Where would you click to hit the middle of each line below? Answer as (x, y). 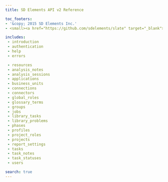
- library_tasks (24, 116)
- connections (22, 88)
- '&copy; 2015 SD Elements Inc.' (41, 24)
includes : (15, 37)
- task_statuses (24, 158)
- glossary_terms (25, 102)
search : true (19, 172)
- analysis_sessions (29, 74)
